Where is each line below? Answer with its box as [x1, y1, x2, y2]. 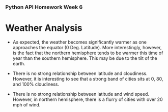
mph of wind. [12, 101, 41, 107]
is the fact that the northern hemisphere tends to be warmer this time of [12, 50, 163, 56]
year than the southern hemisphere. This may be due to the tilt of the [12, 55, 157, 61]
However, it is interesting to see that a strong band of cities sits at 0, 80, [12, 76, 163, 82]
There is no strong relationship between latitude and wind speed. [12, 91, 149, 97]
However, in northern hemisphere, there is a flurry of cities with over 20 [12, 96, 163, 102]
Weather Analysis [5, 22, 82, 34]
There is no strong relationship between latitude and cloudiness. [12, 70, 148, 77]
